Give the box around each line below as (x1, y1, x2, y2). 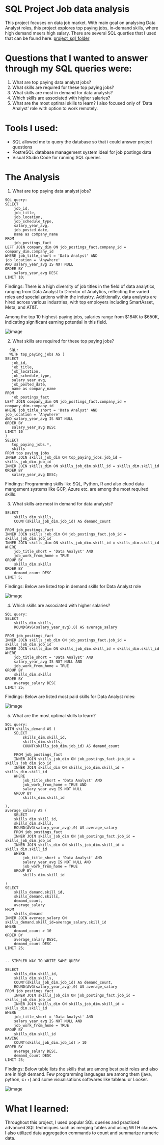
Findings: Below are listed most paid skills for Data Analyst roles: (5, 694, 136, 699)
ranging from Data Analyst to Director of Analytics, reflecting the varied (5, 288, 149, 294)
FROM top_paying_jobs (5, 450, 50, 455)
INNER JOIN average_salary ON (5, 915, 67, 921)
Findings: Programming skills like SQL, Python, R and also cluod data (5, 480, 144, 487)
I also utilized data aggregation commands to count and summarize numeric (5, 1130, 159, 1136)
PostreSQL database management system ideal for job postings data (12, 149, 152, 155)
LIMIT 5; (5, 575, 23, 580)
